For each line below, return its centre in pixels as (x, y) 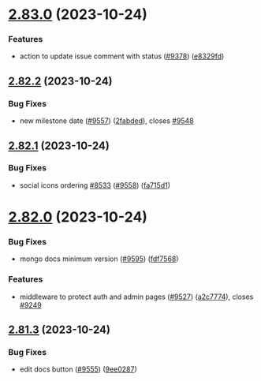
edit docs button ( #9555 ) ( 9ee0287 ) (78, 369)
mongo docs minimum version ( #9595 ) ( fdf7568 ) (99, 259)
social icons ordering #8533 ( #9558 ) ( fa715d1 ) (95, 185)
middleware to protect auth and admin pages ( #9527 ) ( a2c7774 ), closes (136, 297)
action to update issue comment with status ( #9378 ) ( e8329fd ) (122, 56)
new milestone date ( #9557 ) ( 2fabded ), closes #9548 (107, 121)
